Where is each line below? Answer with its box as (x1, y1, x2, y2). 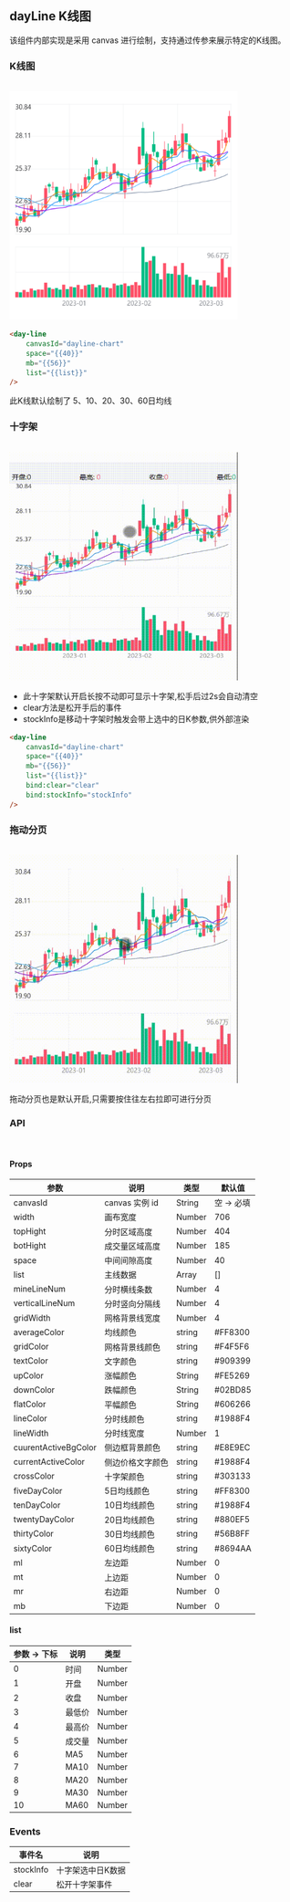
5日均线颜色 (104, 1486, 150, 1497)
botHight (13, 1240, 47, 1251)
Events (9, 1824, 41, 1837)
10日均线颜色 (104, 1500, 155, 1510)
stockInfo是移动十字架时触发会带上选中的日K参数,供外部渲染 (22, 713, 250, 724)
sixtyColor (13, 1542, 53, 1553)
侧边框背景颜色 (104, 1442, 161, 1453)
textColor (13, 1355, 48, 1366)
